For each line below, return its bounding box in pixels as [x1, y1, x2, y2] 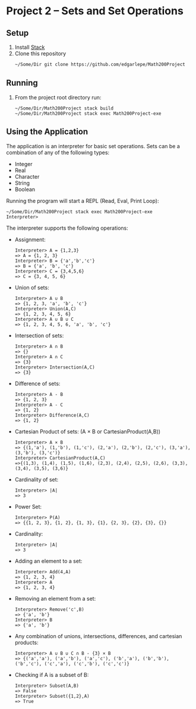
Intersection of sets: [14, 332, 64, 339]
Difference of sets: [14, 380, 61, 387]
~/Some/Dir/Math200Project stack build [14, 105, 114, 111]
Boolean [14, 186, 36, 193]
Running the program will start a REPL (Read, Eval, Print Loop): [6, 197, 159, 204]
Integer [14, 160, 33, 167]
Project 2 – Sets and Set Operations [6, 4, 184, 18]
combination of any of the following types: [6, 149, 110, 156]
